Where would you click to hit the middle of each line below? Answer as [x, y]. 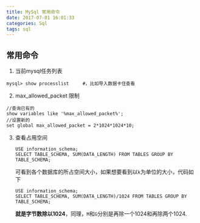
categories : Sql [27, 23]
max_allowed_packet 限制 [47, 96]
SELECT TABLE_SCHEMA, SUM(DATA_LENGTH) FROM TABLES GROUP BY [94, 155]
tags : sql [19, 29]
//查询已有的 [20, 108]
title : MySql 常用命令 [33, 12]
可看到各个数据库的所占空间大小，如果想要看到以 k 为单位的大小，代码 [102, 172]
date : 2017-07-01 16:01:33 [40, 18]
